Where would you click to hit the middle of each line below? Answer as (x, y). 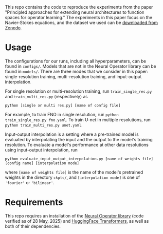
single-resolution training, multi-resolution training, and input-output (73, 76)
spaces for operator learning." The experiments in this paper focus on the (79, 17)
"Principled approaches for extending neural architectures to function (75, 12)
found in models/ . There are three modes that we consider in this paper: (77, 71)
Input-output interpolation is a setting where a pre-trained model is (72, 134)
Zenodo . (13, 28)
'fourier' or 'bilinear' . (30, 182)
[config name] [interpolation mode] (42, 163)
